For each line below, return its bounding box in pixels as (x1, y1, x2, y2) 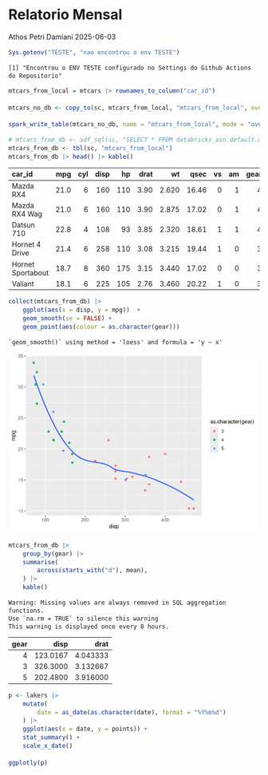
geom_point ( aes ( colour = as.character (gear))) (22, 322, 180, 330)
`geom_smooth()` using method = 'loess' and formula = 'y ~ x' (8, 338, 223, 346)
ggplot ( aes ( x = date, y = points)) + (22, 725, 148, 733)
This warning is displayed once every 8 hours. (8, 623, 170, 631)
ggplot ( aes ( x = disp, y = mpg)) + (22, 306, 141, 314)
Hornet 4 (11, 239, 41, 249)
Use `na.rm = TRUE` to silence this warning (8, 615, 159, 623)
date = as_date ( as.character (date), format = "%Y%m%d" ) (37, 708, 227, 716)
